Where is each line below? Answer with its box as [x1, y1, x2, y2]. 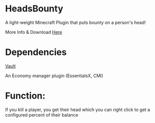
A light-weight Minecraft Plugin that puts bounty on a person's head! [5, 19, 146, 25]
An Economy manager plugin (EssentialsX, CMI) [5, 73, 104, 79]
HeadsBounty [5, 3, 63, 14]
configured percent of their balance [5, 112, 78, 118]
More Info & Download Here [5, 29, 62, 35]
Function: [5, 90, 46, 102]
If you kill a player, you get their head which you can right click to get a [5, 107, 151, 113]
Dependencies [5, 47, 67, 58]
